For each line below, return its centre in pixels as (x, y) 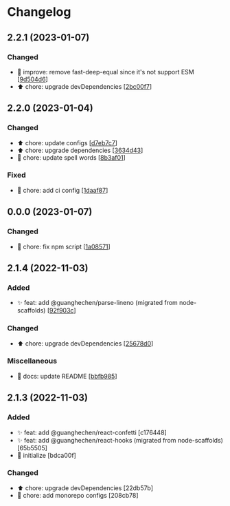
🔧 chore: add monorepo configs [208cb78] (78, 495)
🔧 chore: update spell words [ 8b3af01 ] (71, 157)
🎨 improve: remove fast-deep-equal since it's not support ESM (105, 72)
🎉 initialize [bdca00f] (47, 455)
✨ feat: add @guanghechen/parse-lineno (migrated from (97, 303)
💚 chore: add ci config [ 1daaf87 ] (62, 190)
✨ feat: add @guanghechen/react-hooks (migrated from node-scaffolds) (120, 440)
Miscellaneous (32, 361)
